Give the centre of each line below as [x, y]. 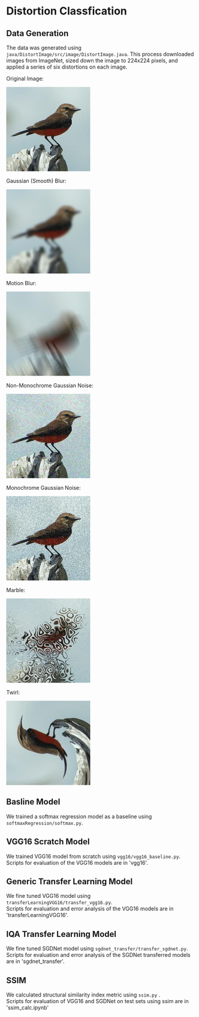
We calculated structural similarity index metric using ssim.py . [83, 995]
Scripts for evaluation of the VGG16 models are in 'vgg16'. [77, 862]
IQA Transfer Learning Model [61, 934]
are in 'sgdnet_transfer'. [35, 962]
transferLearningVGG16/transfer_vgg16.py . [59, 902]
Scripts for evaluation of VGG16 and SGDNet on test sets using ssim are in [97, 1001]
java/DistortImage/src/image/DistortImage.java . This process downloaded [100, 54]
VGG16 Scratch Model [48, 842]
